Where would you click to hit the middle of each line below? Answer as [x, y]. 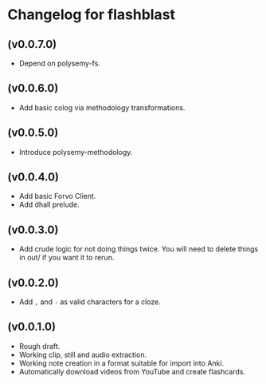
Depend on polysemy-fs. [60, 63]
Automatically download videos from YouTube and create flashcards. [132, 371]
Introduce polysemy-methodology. [76, 152]
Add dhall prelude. [49, 204]
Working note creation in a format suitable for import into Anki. [121, 363]
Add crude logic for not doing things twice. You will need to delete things [139, 249]
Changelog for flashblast [92, 15]
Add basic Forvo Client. [57, 196]
